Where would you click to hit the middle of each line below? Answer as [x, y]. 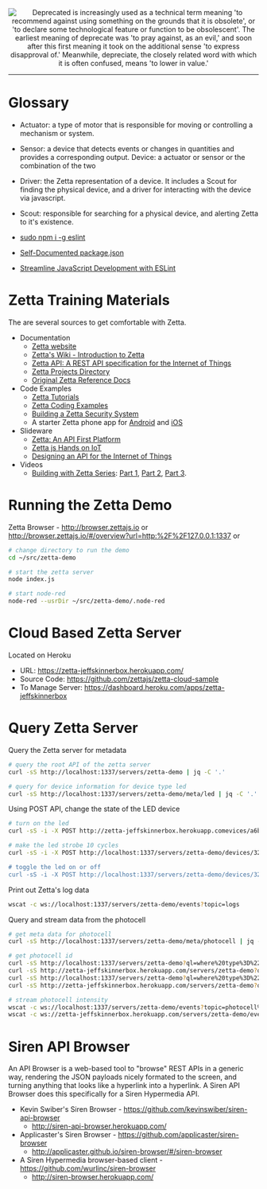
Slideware [36, 431]
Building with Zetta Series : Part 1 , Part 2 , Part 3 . [109, 473]
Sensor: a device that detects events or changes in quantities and [127, 148]
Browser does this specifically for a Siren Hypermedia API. [104, 1094]
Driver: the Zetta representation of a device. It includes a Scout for [128, 181]
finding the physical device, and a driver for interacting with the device [135, 189]
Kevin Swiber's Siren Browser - [71, 1109]
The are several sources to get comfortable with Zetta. [97, 322]
